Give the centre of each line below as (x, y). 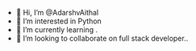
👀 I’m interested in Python (59, 21)
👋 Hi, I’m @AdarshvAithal (57, 13)
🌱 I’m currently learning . (57, 30)
